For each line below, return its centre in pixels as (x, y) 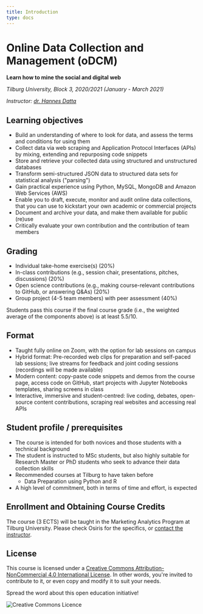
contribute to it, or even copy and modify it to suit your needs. (84, 581)
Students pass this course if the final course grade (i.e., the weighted (93, 310)
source (24, 402)
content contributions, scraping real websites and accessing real (115, 402)
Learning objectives (45, 120)
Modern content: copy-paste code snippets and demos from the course (105, 376)
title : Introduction (33, 12)
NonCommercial (27, 575)
